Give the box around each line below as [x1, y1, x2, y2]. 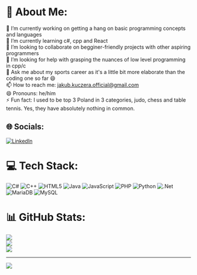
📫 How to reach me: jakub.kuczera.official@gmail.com [6, 81, 139, 88]
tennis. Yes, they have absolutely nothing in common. [6, 105, 135, 112]
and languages [6, 31, 42, 38]
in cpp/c [6, 62, 26, 69]
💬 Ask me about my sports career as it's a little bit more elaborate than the [6, 68, 186, 75]
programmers [6, 49, 39, 56]
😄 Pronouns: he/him [6, 89, 56, 96]
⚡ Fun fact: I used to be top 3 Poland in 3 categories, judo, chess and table [6, 96, 186, 103]
